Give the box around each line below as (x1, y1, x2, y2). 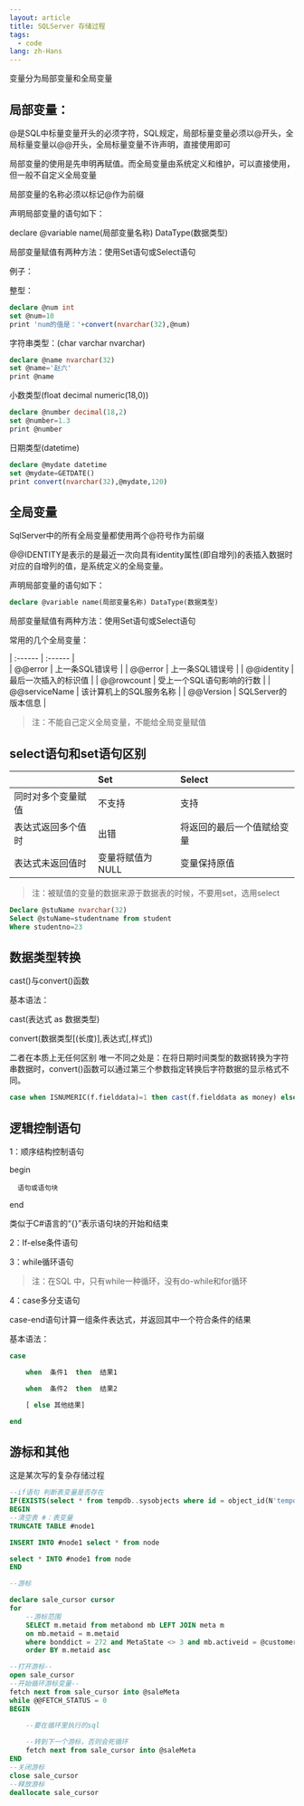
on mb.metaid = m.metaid (25, 1629, 119, 1639)
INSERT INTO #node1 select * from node (9, 1538, 160, 1547)
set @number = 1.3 (9, 416, 71, 425)
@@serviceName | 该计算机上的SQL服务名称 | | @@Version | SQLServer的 (9, 686, 288, 697)
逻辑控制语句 (9, 1120, 81, 1136)
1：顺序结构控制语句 (9, 1146, 84, 1157)
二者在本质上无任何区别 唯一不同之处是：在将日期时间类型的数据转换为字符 (9, 1052, 290, 1064)
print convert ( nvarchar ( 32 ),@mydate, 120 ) (9, 477, 168, 486)
